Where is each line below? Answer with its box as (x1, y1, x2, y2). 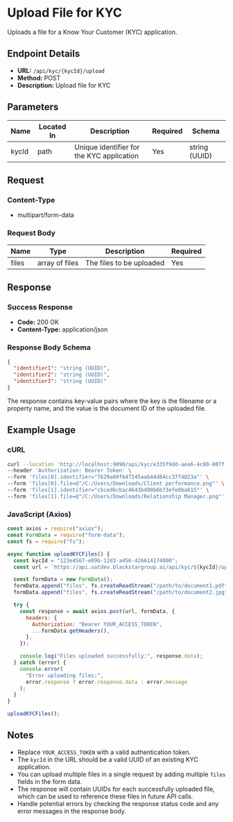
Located (38, 121, 67, 131)
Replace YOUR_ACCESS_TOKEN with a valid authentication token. (17, 748, 191, 756)
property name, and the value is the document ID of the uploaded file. (7, 404, 207, 412)
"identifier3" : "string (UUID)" (13, 378, 107, 385)
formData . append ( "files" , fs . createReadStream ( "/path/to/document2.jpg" (13, 589, 228, 596)
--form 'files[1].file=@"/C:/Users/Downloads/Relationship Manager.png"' (7, 493, 225, 500)
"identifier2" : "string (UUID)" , (13, 371, 110, 379)
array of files (37, 258, 79, 268)
